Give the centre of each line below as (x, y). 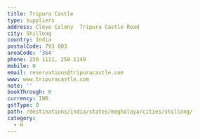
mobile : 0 (22, 66)
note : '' (20, 86)
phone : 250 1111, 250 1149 (47, 60)
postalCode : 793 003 (38, 46)
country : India (29, 40)
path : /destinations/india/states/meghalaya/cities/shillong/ (100, 112)
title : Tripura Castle (40, 14)
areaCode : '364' (31, 53)
